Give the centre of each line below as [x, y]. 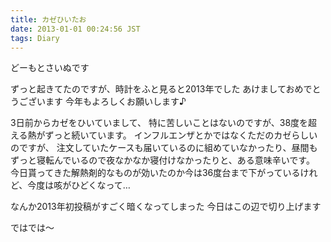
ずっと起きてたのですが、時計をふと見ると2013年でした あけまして [148, 89]
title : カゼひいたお [48, 19]
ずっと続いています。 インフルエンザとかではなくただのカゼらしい [181, 135]
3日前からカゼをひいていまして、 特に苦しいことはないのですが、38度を [159, 123]
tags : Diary [35, 38]
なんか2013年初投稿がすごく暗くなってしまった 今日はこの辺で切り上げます [166, 207]
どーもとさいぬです [50, 68]
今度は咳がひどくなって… [79, 185]
